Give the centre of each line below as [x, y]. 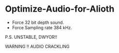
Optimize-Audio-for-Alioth [60, 9]
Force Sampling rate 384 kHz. [42, 27]
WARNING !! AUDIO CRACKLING [37, 46]
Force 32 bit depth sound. [38, 22]
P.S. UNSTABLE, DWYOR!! [31, 37]
